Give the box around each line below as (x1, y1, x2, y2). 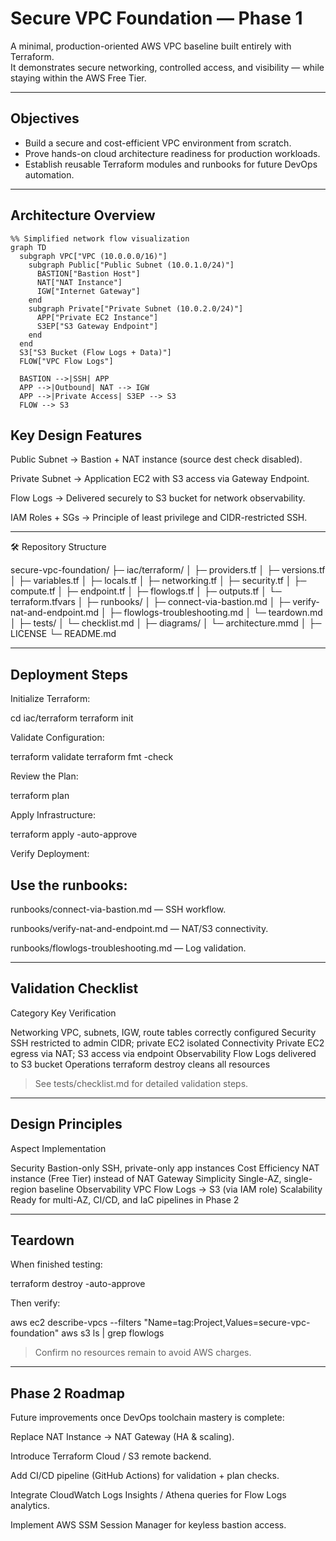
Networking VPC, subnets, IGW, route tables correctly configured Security (10, 1026, 317, 1038)
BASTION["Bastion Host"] (36, 268, 141, 279)
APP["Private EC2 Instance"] (36, 312, 159, 322)
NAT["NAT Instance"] (36, 277, 123, 287)
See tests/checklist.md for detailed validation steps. (34, 1077, 249, 1089)
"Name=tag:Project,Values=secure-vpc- (143, 1317, 311, 1329)
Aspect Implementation (10, 1142, 107, 1154)
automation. (24, 168, 75, 181)
